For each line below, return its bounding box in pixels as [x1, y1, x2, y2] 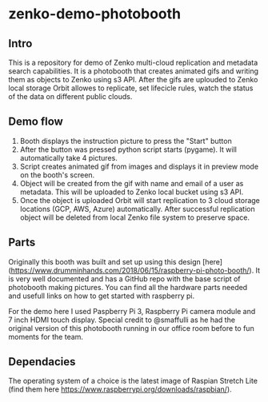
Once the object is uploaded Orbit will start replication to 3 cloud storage [19, 195, 260, 205]
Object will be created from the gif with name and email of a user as [19, 178, 244, 188]
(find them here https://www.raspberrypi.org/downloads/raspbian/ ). [8, 384, 232, 394]
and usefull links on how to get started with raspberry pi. [8, 291, 194, 301]
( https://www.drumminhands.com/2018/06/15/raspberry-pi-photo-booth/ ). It [8, 265, 261, 275]
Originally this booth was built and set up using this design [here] [8, 257, 222, 266]
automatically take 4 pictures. [19, 153, 118, 162]
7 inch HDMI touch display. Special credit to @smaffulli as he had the [8, 315, 236, 324]
